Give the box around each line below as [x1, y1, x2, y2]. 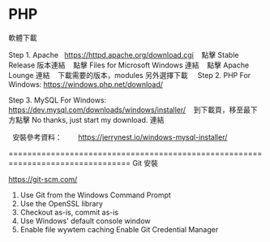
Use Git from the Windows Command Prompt [19, 190, 172, 200]
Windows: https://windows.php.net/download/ [8, 79, 164, 89]
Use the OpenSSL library [19, 198, 104, 208]
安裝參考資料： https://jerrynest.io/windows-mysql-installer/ [11, 132, 228, 142]
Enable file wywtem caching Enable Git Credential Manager [19, 224, 219, 234]
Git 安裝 [132, 158, 159, 167]
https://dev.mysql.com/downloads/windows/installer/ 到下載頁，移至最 [8, 105, 251, 115]
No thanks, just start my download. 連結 [31, 115, 165, 124]
